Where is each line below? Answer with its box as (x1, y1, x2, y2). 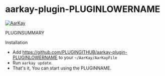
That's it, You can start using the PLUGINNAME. (12, 65, 112, 71)
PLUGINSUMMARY (5, 29, 45, 35)
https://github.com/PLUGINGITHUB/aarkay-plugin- (22, 49, 128, 55)
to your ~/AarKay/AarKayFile (58, 54, 117, 60)
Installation (5, 39, 28, 45)
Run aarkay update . (12, 59, 53, 65)
